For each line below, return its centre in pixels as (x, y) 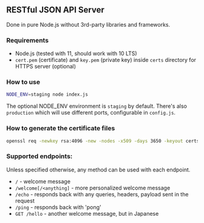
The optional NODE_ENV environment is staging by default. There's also (97, 106)
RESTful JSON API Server (56, 10)
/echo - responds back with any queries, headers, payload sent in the (102, 194)
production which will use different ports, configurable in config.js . (91, 113)
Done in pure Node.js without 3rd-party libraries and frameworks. (88, 24)
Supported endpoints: (39, 156)
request (25, 201)
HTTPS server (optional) (46, 67)
